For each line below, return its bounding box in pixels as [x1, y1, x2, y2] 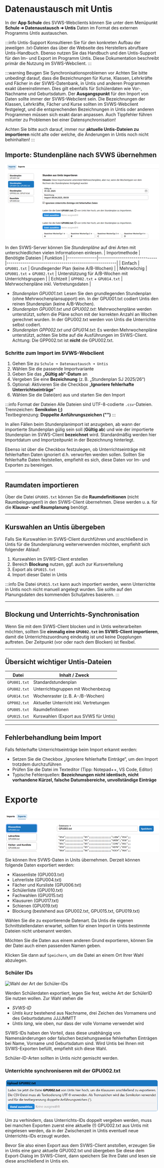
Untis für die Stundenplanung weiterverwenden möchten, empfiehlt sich [5, 541, 150, 547]
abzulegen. [5, 957, 28, 963]
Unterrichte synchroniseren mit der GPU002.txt [5, 1067, 121, 1074]
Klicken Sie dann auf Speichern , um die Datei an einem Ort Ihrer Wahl [5, 952, 144, 958]
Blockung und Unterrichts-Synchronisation [5, 610, 140, 619]
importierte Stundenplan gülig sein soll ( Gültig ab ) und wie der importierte [5, 426, 154, 432]
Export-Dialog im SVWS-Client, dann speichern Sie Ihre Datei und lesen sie [5, 1153, 156, 1159]
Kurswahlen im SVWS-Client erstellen [12, 556, 88, 562]
